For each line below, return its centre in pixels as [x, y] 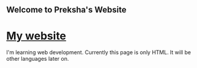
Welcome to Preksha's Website [66, 10]
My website [36, 36]
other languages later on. [38, 59]
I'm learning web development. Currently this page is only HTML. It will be [98, 52]
